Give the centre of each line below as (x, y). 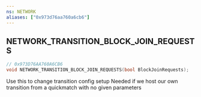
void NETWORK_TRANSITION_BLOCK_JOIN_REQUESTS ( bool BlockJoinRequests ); (97, 70)
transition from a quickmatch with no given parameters (74, 87)
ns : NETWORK (21, 12)
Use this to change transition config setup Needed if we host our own (92, 82)
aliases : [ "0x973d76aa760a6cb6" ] (48, 17)
